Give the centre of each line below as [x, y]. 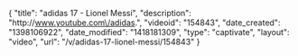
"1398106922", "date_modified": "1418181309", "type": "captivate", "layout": [149, 32]
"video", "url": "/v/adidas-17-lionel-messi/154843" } [104, 42]
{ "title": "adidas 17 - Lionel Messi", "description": [100, 13]
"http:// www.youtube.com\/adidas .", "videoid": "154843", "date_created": [144, 23]
